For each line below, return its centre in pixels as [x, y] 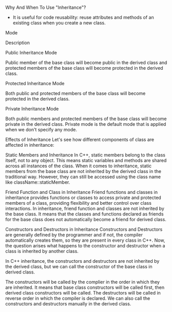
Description [17, 43]
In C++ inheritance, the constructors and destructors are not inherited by [82, 261]
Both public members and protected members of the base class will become [86, 119]
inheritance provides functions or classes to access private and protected [83, 198]
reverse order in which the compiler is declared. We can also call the [78, 298]
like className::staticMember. [38, 182]
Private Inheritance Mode [32, 109]
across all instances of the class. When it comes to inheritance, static [79, 166]
